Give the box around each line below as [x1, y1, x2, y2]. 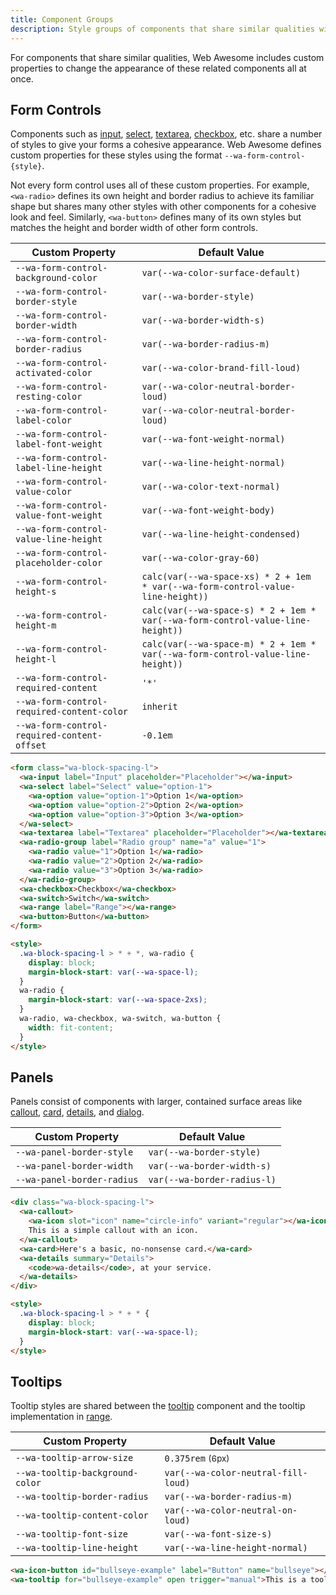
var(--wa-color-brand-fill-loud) [141, 362, 302, 374]
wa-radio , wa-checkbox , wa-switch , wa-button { [19, 1014, 222, 1024]
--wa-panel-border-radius [15, 1174, 139, 1186]
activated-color [15, 367, 93, 379]
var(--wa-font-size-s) [164, 1529, 273, 1540]
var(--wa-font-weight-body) [141, 505, 276, 516]
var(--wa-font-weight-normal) [141, 434, 286, 445]
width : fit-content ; [28, 1022, 114, 1033]
